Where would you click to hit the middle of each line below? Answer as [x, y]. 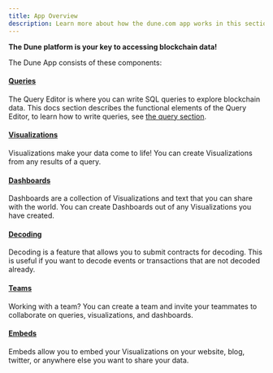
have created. [32, 215]
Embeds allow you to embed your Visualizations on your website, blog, [127, 351]
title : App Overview [43, 16]
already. [22, 270]
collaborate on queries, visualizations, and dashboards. [101, 314]
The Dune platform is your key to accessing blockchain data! [113, 46]
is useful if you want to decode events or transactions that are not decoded [134, 261]
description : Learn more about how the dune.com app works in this [125, 24]
